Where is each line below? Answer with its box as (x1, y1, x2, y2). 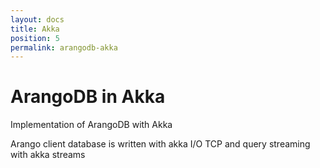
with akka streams (10, 149, 86, 161)
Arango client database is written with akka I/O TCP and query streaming (10, 138, 311, 150)
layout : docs (10, 14, 65, 25)
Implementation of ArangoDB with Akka (10, 119, 173, 131)
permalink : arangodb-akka (10, 42, 118, 53)
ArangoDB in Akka (10, 86, 166, 108)
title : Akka (10, 24, 60, 34)
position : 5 (10, 33, 60, 43)
